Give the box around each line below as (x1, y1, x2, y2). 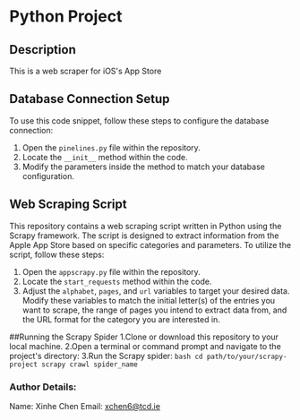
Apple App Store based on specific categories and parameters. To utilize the (9, 239, 292, 250)
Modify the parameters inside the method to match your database (21, 161, 266, 172)
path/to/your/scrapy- (206, 352, 287, 361)
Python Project (9, 6, 123, 27)
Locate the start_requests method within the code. (21, 276, 212, 287)
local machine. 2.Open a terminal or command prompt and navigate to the (9, 340, 282, 351)
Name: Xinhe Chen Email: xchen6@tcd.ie (9, 400, 161, 411)
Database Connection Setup (9, 91, 170, 107)
